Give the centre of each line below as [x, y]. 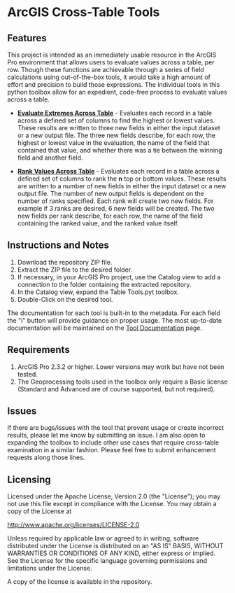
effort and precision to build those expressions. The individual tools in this [114, 84]
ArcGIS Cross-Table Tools [84, 12]
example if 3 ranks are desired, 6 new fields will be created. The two [116, 208]
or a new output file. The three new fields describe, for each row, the [116, 135]
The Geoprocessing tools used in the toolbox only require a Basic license [122, 382]
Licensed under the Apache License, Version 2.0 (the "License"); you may [114, 496]
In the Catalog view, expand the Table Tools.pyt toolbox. [98, 292]
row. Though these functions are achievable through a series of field [106, 70]
